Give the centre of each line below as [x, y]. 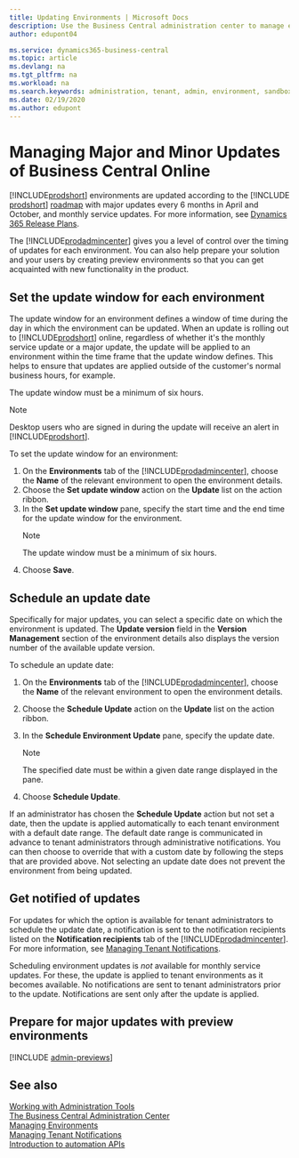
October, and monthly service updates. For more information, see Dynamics [148, 214]
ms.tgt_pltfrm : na [43, 75]
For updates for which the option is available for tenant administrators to [141, 920]
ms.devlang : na [37, 67]
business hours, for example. [62, 375]
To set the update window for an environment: [94, 454]
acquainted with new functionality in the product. [99, 269]
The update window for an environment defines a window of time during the [149, 319]
